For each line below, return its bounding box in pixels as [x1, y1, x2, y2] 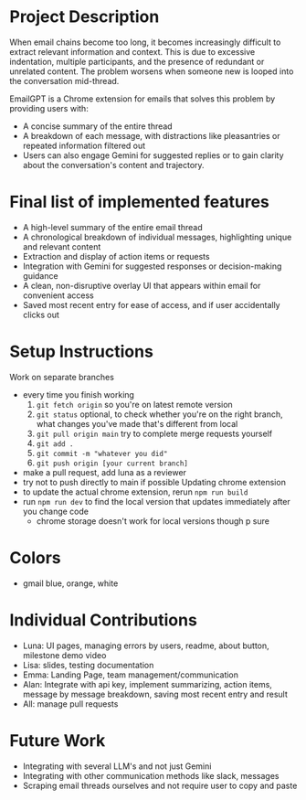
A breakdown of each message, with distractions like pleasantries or [22, 130, 280, 141]
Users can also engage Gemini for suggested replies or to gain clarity [22, 149, 285, 161]
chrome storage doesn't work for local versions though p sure [36, 515, 269, 527]
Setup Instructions [9, 341, 153, 362]
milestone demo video [22, 649, 107, 660]
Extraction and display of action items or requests [22, 251, 210, 261]
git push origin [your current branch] [36, 459, 189, 468]
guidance [22, 270, 58, 281]
